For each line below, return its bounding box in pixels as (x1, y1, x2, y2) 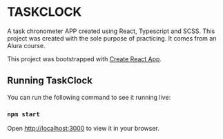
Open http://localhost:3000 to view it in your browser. (7, 125, 160, 133)
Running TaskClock (7, 75, 93, 87)
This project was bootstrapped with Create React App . (7, 54, 162, 63)
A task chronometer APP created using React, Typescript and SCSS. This (7, 27, 215, 35)
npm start (7, 110, 40, 118)
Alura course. (7, 41, 46, 50)
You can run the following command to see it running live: (7, 93, 171, 101)
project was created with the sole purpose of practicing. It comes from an (7, 34, 217, 42)
